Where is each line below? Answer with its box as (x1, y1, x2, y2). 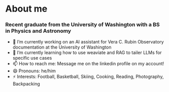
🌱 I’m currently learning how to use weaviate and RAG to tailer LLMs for (12, 50, 162, 56)
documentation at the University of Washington (12, 44, 112, 51)
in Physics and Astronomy (5, 27, 72, 34)
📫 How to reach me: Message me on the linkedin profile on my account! (12, 61, 164, 67)
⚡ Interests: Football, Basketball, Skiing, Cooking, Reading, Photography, (12, 74, 164, 80)
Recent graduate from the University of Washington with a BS (5, 21, 160, 28)
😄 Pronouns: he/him (12, 68, 56, 74)
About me (5, 3, 48, 15)
